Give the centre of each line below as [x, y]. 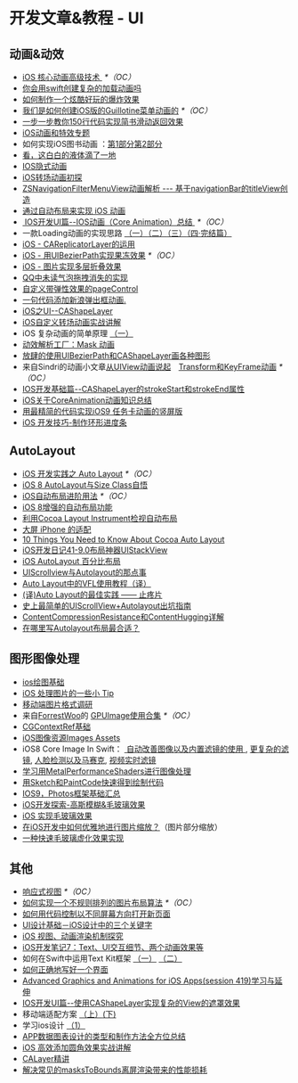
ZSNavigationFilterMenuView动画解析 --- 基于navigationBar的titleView [151, 189]
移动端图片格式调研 [57, 704]
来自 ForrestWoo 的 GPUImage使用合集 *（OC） [108, 715]
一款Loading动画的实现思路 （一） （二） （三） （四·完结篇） [127, 233]
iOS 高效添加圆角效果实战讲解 [77, 1047]
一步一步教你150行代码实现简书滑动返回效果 [103, 122]
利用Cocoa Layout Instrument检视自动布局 [100, 518]
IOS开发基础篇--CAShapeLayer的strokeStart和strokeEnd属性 [133, 389]
